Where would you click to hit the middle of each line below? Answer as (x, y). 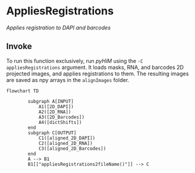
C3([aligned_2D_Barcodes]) (72, 148)
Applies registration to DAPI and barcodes (59, 28)
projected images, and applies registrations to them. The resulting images (97, 74)
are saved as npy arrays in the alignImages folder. (68, 80)
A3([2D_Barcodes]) (61, 117)
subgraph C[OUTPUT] (52, 133)
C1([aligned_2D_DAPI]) (67, 138)
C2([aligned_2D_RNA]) (66, 143)
